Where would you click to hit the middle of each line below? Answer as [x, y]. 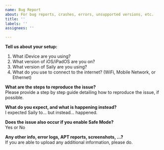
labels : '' [16, 24]
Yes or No [15, 128]
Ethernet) [22, 77]
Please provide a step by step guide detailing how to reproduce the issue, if [82, 92]
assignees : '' [20, 28]
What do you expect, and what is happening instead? [61, 107]
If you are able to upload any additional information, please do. [69, 143]
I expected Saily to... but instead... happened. [51, 113]
